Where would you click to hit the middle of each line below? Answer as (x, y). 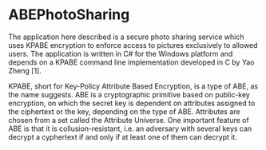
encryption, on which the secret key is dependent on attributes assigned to (132, 103)
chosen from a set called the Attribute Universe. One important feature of (129, 120)
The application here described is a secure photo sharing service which (126, 37)
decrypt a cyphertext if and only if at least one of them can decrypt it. (123, 136)
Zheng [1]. (25, 70)
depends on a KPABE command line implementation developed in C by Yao (131, 62)
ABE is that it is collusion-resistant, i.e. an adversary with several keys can (130, 128)
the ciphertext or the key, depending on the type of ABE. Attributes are (124, 111)
